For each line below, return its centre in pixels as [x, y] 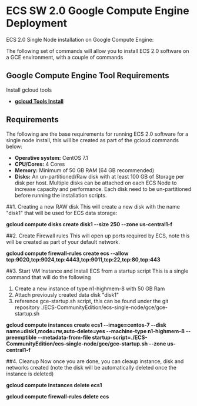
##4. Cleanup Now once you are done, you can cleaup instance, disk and [95, 361]
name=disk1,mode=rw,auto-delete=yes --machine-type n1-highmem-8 [96, 331]
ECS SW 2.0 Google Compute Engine [98, 11]
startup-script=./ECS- [120, 337]
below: [14, 146]
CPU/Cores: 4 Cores [40, 164]
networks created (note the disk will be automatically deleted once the [91, 367]
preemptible [21, 337]
